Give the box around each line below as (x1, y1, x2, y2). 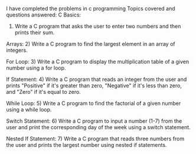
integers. (6, 47, 28, 54)
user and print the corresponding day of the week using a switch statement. (6, 124, 191, 130)
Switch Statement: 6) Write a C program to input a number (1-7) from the (6, 117, 182, 124)
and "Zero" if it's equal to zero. (6, 89, 81, 95)
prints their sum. (14, 29, 55, 36)
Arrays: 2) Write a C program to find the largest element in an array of (6, 41, 175, 47)
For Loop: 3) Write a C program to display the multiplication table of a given (6, 58, 190, 65)
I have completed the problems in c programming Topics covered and (6, 5, 175, 12)
